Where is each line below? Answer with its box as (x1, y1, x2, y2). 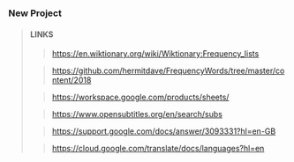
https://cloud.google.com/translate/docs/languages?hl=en (51, 144, 265, 154)
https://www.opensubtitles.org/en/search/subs (51, 109, 222, 120)
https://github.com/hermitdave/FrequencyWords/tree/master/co (51, 65, 285, 77)
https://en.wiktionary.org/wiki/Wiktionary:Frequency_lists (51, 48, 260, 59)
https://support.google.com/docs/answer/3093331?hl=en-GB (51, 126, 276, 136)
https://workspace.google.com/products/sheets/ (51, 92, 230, 103)
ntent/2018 (51, 75, 92, 85)
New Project (8, 7, 63, 19)
